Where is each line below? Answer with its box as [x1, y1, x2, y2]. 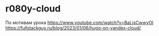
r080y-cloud [5, 3, 61, 14]
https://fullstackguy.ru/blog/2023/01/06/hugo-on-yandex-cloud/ [5, 24, 141, 30]
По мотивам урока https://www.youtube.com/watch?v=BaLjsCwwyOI [5, 19, 154, 25]
